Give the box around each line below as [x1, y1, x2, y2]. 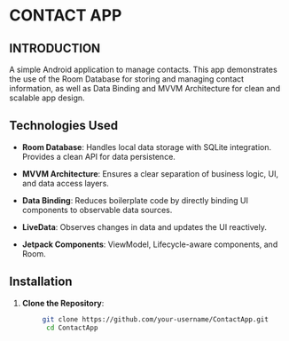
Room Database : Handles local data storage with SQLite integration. [21, 141, 272, 152]
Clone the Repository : [21, 297, 105, 308]
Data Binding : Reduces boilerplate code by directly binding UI [21, 194, 249, 205]
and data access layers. [21, 178, 109, 188]
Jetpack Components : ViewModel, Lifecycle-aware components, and [21, 239, 278, 250]
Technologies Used [9, 118, 118, 133]
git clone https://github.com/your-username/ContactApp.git [42, 314, 269, 324]
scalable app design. [9, 92, 86, 103]
